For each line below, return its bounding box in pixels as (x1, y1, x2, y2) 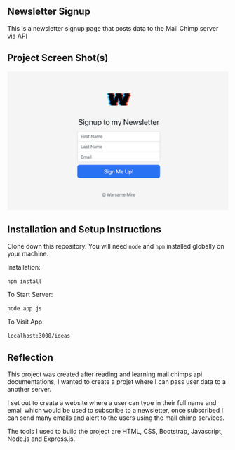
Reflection (7, 351, 54, 364)
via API (7, 32, 28, 40)
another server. (7, 385, 51, 394)
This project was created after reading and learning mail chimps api (7, 370, 203, 378)
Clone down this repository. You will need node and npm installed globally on (7, 242, 224, 251)
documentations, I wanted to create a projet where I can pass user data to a (7, 378, 227, 386)
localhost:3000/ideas (7, 333, 71, 340)
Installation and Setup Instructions (7, 224, 161, 235)
